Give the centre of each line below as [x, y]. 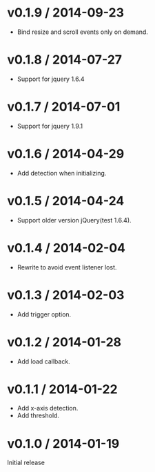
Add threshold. [38, 415]
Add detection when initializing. [62, 173]
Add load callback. [43, 361]
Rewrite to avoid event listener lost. [67, 267]
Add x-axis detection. [48, 408]
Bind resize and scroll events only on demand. [82, 32]
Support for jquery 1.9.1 [50, 126]
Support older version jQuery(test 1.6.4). [74, 220]
